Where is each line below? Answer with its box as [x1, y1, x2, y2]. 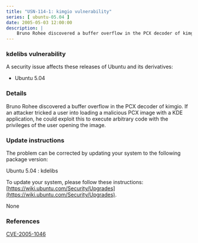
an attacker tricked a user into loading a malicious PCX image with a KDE [6, 109, 183, 116]
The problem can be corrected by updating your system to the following [6, 149, 181, 157]
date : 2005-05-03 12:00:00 [6, 19, 72, 25]
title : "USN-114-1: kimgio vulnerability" [6, 8, 112, 15]
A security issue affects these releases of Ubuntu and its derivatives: [6, 63, 173, 71]
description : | [6, 25, 44, 31]
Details [6, 89, 27, 98]
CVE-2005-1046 [6, 231, 46, 238]
